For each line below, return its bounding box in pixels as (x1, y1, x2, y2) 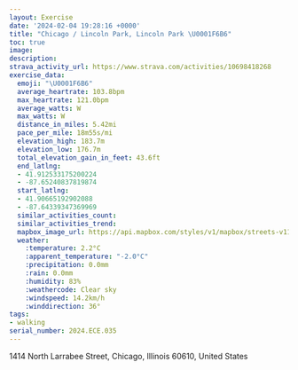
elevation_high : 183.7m (17, 137, 105, 146)
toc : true (9, 37, 46, 47)
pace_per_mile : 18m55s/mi (17, 129, 114, 138)
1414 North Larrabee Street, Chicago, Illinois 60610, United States (9, 350, 248, 361)
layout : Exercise (9, 12, 74, 22)
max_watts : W (17, 112, 66, 121)
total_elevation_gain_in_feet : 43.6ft (17, 153, 161, 162)
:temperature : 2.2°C (25, 244, 101, 253)
